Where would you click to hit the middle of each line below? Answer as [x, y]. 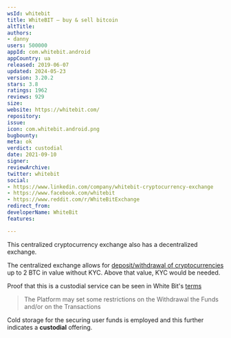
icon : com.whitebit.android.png [53, 129]
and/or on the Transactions [62, 306]
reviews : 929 [26, 97]
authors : [20, 33]
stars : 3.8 [23, 84]
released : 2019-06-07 [38, 65]
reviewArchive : [29, 167]
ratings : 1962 [27, 90]
